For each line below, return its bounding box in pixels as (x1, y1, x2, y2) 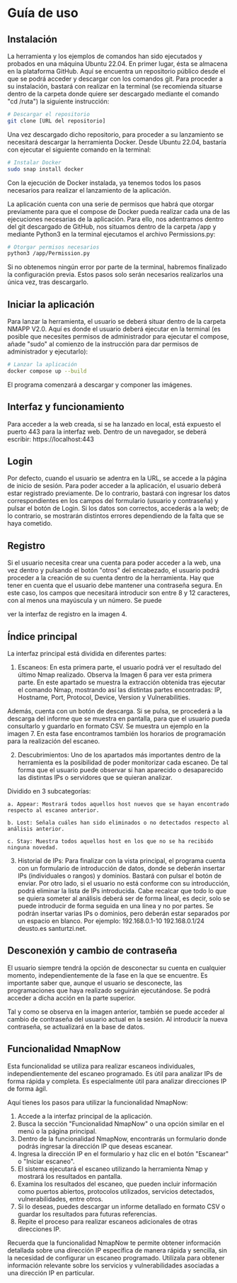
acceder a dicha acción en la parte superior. (7, 993, 136, 1002)
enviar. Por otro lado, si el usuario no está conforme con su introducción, (17, 879, 230, 888)
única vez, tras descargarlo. (7, 278, 89, 286)
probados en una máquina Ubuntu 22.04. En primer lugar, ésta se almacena (7, 60, 228, 68)
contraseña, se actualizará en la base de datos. (7, 1022, 145, 1031)
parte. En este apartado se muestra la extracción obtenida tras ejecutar (17, 678, 226, 686)
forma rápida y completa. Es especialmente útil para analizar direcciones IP (7, 1077, 227, 1085)
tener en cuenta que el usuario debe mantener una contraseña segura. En (7, 581, 223, 589)
